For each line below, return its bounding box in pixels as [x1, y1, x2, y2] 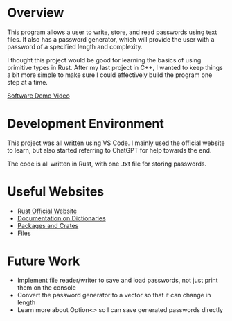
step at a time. [7, 78, 48, 86]
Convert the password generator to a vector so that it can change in [17, 290, 211, 299]
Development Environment [7, 116, 164, 132]
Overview [7, 5, 64, 21]
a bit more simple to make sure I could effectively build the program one [7, 71, 213, 79]
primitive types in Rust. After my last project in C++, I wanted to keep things [7, 63, 223, 71]
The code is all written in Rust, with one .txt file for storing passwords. [7, 159, 206, 168]
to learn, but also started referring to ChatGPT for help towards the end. [7, 146, 212, 154]
